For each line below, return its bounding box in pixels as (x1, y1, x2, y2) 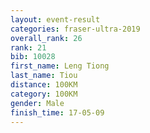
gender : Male (10, 98, 65, 108)
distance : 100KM (10, 80, 78, 90)
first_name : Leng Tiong (10, 61, 110, 71)
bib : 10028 (10, 52, 56, 62)
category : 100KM (10, 89, 78, 99)
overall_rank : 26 (10, 33, 83, 43)
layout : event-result (10, 14, 101, 25)
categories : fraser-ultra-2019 (10, 24, 141, 34)
